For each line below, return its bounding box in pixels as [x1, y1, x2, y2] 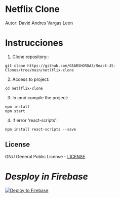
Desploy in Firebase [5, 171, 88, 182]
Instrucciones [5, 37, 63, 49]
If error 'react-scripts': [12, 117, 58, 123]
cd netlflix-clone [5, 86, 43, 91]
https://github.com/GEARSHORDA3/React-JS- [27, 63, 116, 68]
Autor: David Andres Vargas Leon [5, 20, 73, 26]
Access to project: [12, 76, 50, 82]
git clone [5, 63, 26, 68]
